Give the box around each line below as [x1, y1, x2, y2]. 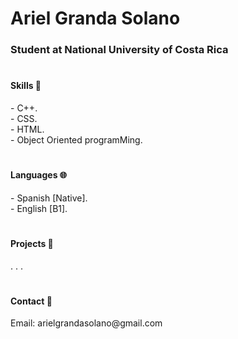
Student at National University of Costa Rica [10, 43, 229, 57]
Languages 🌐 [10, 169, 67, 181]
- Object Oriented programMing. [10, 133, 143, 146]
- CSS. [10, 112, 38, 124]
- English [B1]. [10, 202, 68, 214]
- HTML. [10, 123, 45, 135]
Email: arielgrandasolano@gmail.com [10, 317, 163, 329]
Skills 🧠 [10, 80, 42, 92]
